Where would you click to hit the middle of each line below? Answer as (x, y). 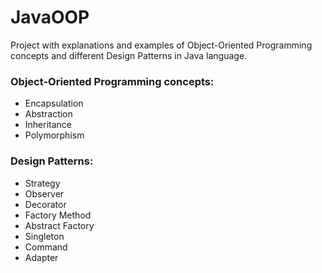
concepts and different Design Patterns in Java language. (129, 55)
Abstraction (48, 114)
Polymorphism (54, 135)
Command (46, 247)
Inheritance (48, 125)
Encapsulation (54, 103)
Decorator (45, 204)
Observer (44, 193)
